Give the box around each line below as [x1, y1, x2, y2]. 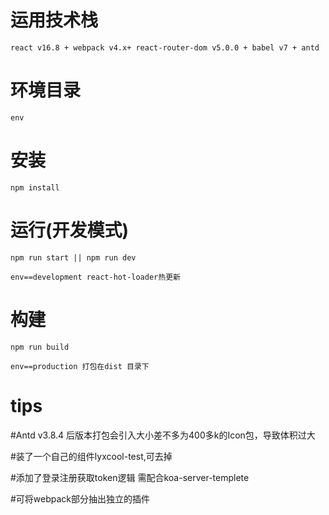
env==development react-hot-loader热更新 [10, 272, 181, 282]
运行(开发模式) [10, 219, 130, 241]
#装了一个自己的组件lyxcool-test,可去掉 [10, 450, 173, 462]
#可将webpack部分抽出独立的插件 [10, 492, 151, 505]
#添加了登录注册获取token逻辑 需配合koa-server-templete [10, 471, 250, 483]
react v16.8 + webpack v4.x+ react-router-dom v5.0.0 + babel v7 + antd [10, 42, 320, 53]
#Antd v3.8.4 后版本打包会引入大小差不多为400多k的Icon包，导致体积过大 [10, 429, 316, 441]
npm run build [10, 342, 70, 352]
